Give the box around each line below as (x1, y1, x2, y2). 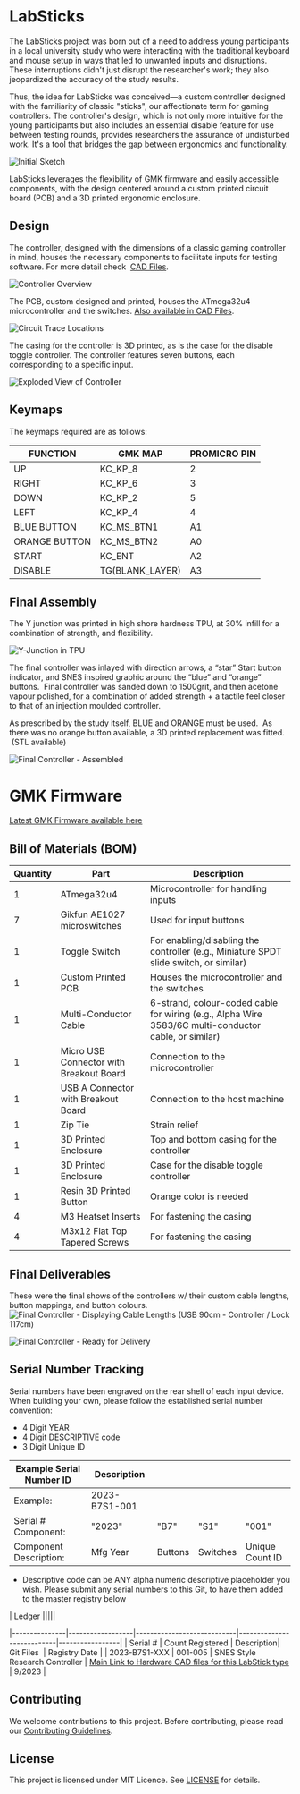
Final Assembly (9, 594, 97, 609)
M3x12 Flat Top (60, 1225, 128, 1237)
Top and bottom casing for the (150, 1134, 277, 1146)
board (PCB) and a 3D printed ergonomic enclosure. (9, 192, 201, 203)
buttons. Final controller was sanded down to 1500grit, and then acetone (9, 682, 279, 693)
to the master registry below (21, 1593, 127, 1603)
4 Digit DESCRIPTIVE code (21, 1432, 121, 1442)
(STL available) (11, 736, 67, 748)
